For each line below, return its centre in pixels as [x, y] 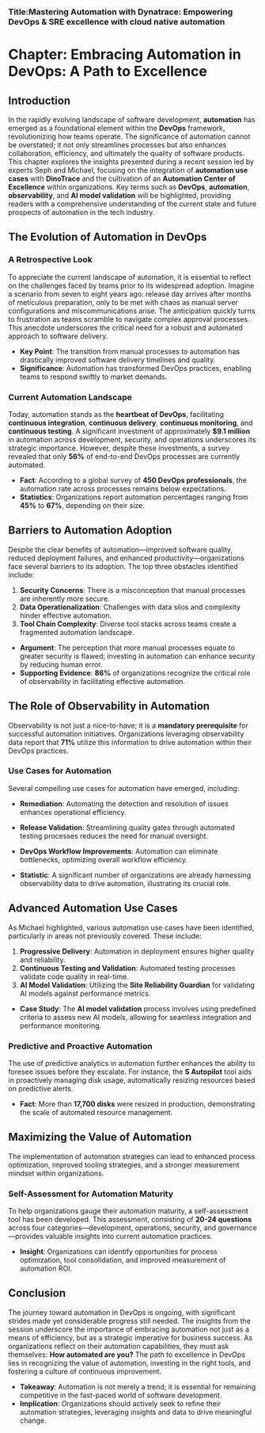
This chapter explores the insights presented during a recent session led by [131, 162]
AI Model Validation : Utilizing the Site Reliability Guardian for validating [137, 984]
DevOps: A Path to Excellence [108, 72]
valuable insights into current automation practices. [129, 1236]
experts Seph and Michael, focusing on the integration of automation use [128, 170]
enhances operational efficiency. [73, 812]
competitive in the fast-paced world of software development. [121, 1395]
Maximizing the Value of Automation [100, 1137]
